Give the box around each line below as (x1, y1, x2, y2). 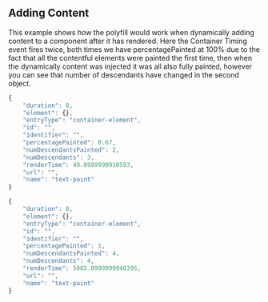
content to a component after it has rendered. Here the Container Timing (8, 36, 248, 46)
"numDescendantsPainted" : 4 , (22, 249, 120, 258)
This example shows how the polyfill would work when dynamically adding (8, 27, 254, 37)
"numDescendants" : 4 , (22, 257, 94, 265)
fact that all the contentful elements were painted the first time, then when (8, 53, 253, 62)
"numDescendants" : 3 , (22, 153, 94, 161)
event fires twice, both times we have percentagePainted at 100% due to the (8, 44, 260, 54)
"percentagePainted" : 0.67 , (22, 139, 116, 147)
